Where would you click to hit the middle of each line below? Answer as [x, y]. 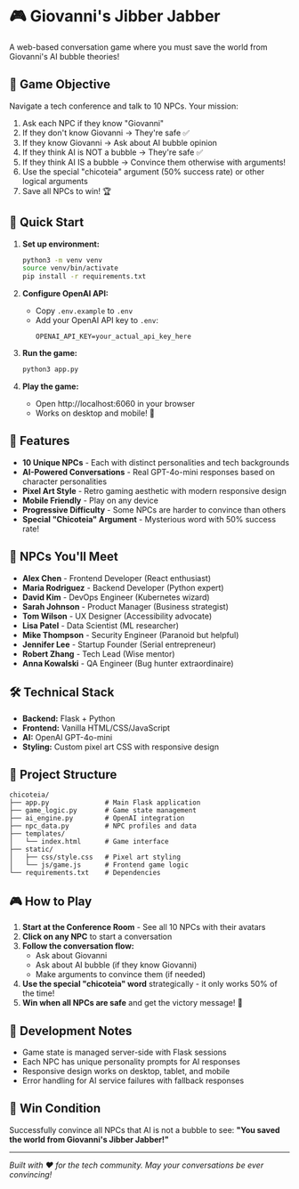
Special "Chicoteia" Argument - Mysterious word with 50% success [149, 519]
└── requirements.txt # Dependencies [85, 873]
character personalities [65, 481]
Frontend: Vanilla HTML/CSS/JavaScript [96, 728]
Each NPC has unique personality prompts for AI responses [131, 1061]
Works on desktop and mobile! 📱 [95, 413]
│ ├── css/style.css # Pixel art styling [95, 857]
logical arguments [55, 181]
